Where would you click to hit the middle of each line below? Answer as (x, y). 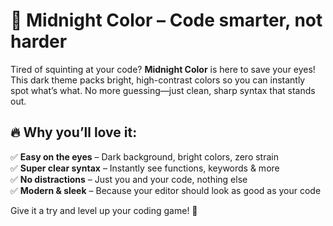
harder (39, 41)
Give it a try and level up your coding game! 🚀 (104, 210)
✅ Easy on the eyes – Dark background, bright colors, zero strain (144, 156)
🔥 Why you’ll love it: (74, 132)
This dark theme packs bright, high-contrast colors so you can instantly (158, 80)
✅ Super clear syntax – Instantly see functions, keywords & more (145, 168)
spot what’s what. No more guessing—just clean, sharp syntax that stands (163, 90)
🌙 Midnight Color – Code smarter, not (166, 20)
